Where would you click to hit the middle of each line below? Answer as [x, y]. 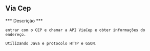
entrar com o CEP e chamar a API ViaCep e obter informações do [75, 30]
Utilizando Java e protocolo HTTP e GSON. [51, 43]
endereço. [16, 34]
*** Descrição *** [24, 20]
